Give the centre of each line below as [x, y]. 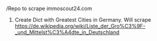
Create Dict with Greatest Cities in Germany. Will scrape [83, 20]
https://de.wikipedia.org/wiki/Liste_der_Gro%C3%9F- [80, 26]
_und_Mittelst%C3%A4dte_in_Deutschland [67, 32]
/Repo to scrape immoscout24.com [49, 8]
